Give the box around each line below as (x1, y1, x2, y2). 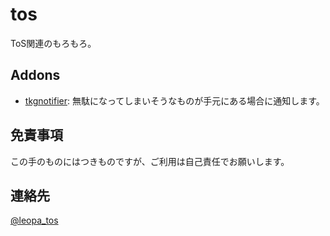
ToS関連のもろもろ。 (10, 37, 97, 49)
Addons (10, 67, 61, 84)
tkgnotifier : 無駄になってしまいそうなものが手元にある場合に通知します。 (24, 94, 325, 107)
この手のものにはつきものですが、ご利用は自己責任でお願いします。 (10, 155, 290, 167)
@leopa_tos (10, 214, 59, 227)
